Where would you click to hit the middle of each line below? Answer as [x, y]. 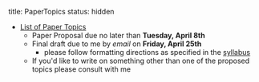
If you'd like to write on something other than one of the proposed [141, 61]
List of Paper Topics [53, 27]
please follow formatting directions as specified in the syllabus [147, 52]
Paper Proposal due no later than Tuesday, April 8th [119, 35]
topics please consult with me [81, 69]
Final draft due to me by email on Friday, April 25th [117, 44]
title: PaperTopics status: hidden [61, 12]
